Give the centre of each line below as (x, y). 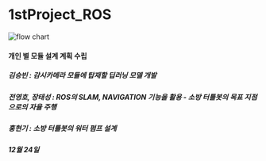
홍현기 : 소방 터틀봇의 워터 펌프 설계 (62, 128)
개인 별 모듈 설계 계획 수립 (48, 56)
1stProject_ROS (60, 15)
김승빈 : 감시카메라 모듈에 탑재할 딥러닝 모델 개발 (83, 75)
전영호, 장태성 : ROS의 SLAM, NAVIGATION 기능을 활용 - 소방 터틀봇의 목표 (125, 97)
